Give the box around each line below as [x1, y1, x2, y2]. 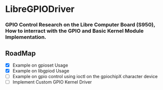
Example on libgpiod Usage [12, 68, 69, 74]
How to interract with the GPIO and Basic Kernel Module [5, 27, 144, 34]
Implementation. [5, 34, 47, 41]
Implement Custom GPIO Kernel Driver [12, 79, 92, 85]
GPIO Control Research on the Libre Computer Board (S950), [5, 21, 155, 28]
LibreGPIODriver [5, 3, 75, 15]
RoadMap [5, 49, 36, 58]
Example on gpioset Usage [12, 62, 69, 68]
